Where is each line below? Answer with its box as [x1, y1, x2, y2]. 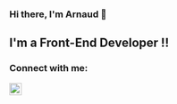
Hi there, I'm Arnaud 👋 [9, 8, 107, 20]
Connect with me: [9, 62, 88, 75]
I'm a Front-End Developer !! [9, 36, 170, 51]
